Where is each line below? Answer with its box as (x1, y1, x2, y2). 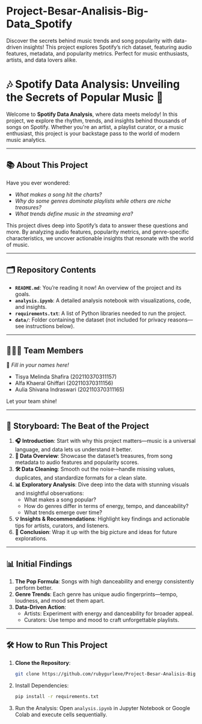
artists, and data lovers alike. (6, 56, 78, 63)
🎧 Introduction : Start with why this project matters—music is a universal (14, 437, 196, 445)
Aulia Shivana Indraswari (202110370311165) (14, 386, 125, 393)
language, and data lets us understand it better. (14, 446, 132, 453)
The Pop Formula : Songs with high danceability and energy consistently (14, 577, 194, 585)
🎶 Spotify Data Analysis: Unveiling (6, 77, 180, 91)
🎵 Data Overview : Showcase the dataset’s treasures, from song (14, 453, 173, 460)
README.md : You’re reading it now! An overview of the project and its (14, 284, 182, 291)
